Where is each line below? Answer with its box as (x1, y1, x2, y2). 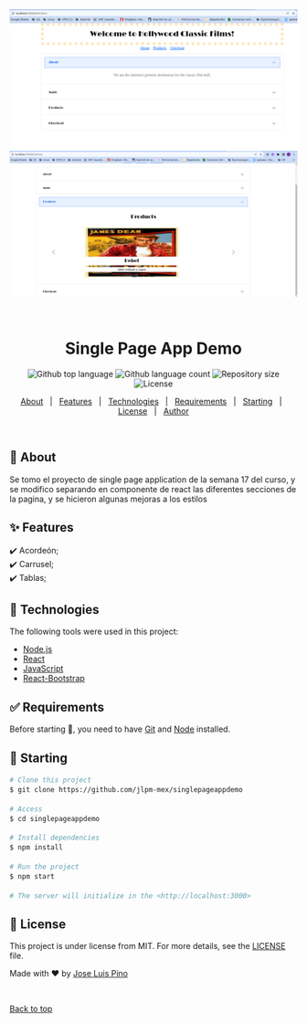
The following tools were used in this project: (9, 626, 179, 638)
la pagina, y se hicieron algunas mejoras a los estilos (9, 493, 207, 504)
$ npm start (9, 871, 55, 881)
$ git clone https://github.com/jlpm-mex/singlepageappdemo (9, 785, 244, 794)
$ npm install (9, 843, 64, 852)
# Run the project (9, 862, 79, 871)
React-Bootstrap (22, 673, 85, 684)
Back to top (9, 1004, 53, 1015)
